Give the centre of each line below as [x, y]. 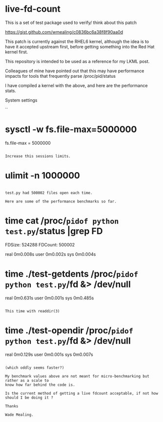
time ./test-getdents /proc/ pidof [72, 274]
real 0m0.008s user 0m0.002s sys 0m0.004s [51, 254]
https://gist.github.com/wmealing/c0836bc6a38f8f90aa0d [64, 32]
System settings [21, 100]
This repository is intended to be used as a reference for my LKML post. [77, 61]
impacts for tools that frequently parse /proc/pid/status [61, 76]
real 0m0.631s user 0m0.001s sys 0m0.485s [50, 298]
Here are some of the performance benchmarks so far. [61, 201]
